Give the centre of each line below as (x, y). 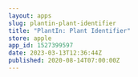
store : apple (30, 38)
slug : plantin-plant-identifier (62, 23)
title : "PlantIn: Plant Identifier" (69, 30)
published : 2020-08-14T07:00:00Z (64, 61)
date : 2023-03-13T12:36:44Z (55, 53)
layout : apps (30, 16)
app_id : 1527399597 (41, 46)
